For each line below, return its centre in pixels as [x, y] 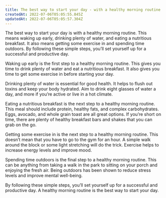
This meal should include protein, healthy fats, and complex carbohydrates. [82, 109]
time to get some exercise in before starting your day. [60, 74]
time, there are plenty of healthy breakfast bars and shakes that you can [79, 120]
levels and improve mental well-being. [44, 176]
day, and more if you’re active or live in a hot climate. [59, 94]
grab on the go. [21, 125]
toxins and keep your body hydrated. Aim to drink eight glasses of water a [81, 89]
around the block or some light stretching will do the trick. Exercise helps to [82, 145]
